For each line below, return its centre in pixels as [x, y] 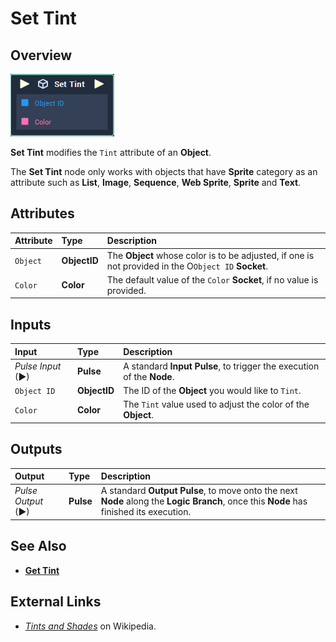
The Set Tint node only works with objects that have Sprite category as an [164, 171]
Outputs [36, 449]
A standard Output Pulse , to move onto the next [199, 491]
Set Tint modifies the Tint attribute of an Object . [111, 152]
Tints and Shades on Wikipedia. [90, 626]
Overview [41, 55]
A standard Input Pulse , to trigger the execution [221, 366]
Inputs [31, 324]
